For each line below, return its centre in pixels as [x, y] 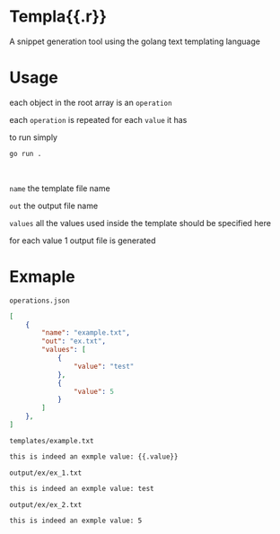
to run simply [34, 137]
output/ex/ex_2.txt [46, 504]
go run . [26, 153]
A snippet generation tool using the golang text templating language [135, 41]
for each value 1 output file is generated [83, 241]
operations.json [39, 301]
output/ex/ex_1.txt [46, 473]
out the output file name [54, 206]
